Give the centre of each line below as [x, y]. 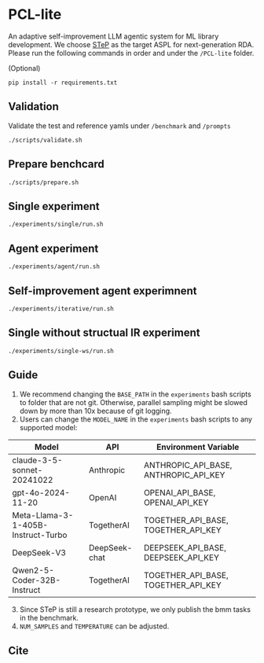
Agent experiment [53, 248]
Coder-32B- [37, 580]
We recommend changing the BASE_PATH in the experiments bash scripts [135, 394]
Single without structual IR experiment [104, 333]
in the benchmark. [49, 617]
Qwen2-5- [33, 570]
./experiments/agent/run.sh [54, 267]
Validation [33, 107]
